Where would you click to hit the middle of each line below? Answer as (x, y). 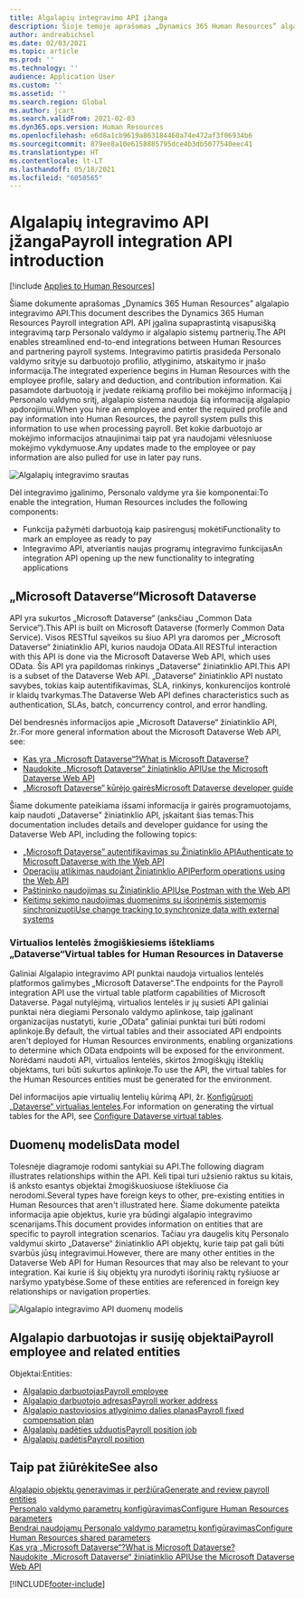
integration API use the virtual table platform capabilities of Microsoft (138, 993)
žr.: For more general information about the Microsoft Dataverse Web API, (145, 732)
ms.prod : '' (32, 60)
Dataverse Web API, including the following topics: (103, 834)
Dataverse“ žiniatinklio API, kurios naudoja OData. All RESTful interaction (143, 647)
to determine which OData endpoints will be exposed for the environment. (147, 1050)
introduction (57, 261)
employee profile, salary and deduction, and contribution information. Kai (146, 380)
